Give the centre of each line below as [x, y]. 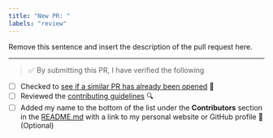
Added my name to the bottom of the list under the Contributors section [141, 107]
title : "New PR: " [39, 16]
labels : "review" [38, 24]
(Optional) [37, 125]
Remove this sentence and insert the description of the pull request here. [131, 46]
